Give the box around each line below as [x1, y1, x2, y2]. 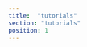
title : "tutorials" [8, 11, 78, 20]
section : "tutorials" [8, 19, 81, 27]
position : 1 [8, 26, 48, 34]
